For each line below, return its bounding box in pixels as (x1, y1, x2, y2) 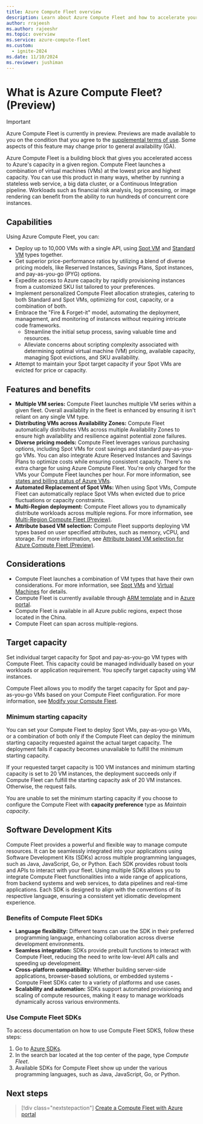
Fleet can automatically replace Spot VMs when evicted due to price (14, 490, 185, 497)
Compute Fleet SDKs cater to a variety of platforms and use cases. (14, 979, 182, 986)
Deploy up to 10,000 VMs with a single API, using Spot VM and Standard (14, 245, 195, 252)
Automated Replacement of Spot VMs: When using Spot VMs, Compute (14, 484, 197, 491)
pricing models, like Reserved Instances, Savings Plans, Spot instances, (14, 264, 194, 271)
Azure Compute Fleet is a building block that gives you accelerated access (6, 155, 192, 162)
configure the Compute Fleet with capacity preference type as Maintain (6, 801, 187, 808)
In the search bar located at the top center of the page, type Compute (14, 1051, 189, 1059)
